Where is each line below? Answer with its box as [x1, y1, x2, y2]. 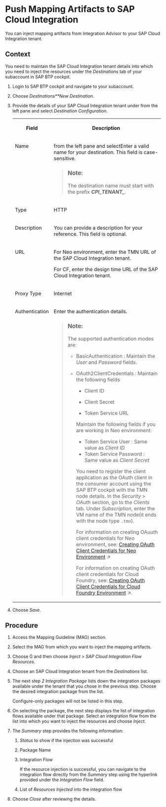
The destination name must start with [67, 182, 154, 189]
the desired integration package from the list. [12, 689, 104, 694]
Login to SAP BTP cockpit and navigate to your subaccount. [12, 83, 134, 89]
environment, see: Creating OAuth [76, 541, 155, 548]
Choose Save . [12, 607, 41, 613]
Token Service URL [84, 409, 129, 416]
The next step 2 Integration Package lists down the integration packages [12, 678, 161, 684]
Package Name [19, 747, 51, 753]
